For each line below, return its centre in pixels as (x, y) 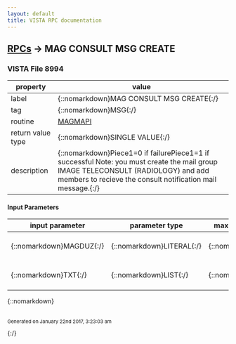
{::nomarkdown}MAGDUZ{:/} (58, 246)
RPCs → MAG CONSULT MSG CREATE (91, 49)
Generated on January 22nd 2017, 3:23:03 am (60, 322)
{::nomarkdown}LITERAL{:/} (157, 246)
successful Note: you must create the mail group (137, 162)
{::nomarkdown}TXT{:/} (49, 275)
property (31, 87)
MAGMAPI (74, 121)
